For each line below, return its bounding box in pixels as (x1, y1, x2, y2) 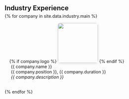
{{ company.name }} (11, 64, 52, 69)
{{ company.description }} (11, 74, 64, 80)
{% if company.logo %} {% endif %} (9, 59, 125, 64)
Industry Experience (4, 4, 69, 12)
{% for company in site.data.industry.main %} (4, 13, 97, 19)
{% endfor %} (4, 89, 33, 95)
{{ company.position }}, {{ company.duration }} (11, 69, 106, 74)
